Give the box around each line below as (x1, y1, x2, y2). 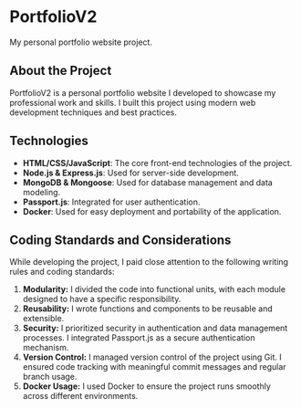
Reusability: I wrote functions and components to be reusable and (22, 303, 274, 314)
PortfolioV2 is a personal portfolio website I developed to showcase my (9, 87, 276, 98)
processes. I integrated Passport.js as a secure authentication (22, 332, 255, 343)
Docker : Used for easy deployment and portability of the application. (22, 205, 282, 216)
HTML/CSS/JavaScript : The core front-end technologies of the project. (22, 157, 293, 168)
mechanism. (22, 342, 69, 353)
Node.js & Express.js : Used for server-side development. (22, 167, 239, 178)
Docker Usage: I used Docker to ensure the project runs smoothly (22, 381, 272, 392)
